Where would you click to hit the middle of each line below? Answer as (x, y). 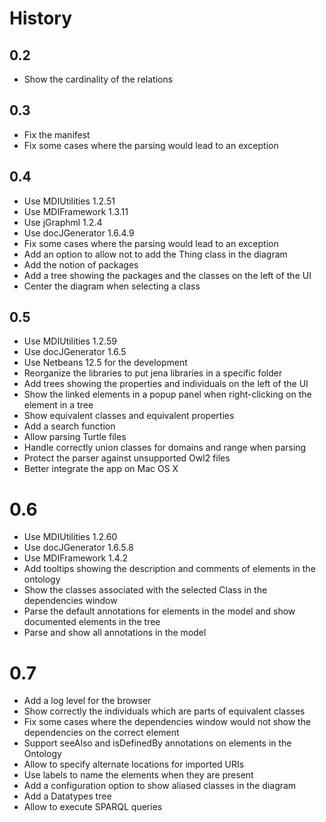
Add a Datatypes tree (67, 796)
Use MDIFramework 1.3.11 (76, 211)
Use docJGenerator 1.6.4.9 (79, 233)
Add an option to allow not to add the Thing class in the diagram (155, 254)
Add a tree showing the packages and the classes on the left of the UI (167, 275)
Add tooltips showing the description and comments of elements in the (169, 569)
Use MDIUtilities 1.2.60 (70, 537)
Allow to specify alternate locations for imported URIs (134, 764)
